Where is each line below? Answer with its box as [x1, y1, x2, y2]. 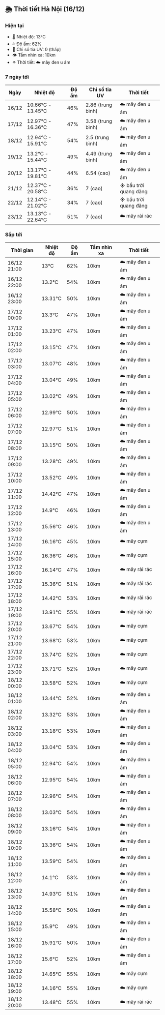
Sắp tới [5, 231, 22, 238]
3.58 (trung [85, 118, 112, 125]
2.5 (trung [85, 134, 109, 141]
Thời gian [10, 247, 33, 254]
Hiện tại [5, 22, 24, 29]
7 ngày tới [5, 73, 29, 80]
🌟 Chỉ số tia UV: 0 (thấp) [12, 46, 61, 52]
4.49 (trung [85, 150, 112, 157]
